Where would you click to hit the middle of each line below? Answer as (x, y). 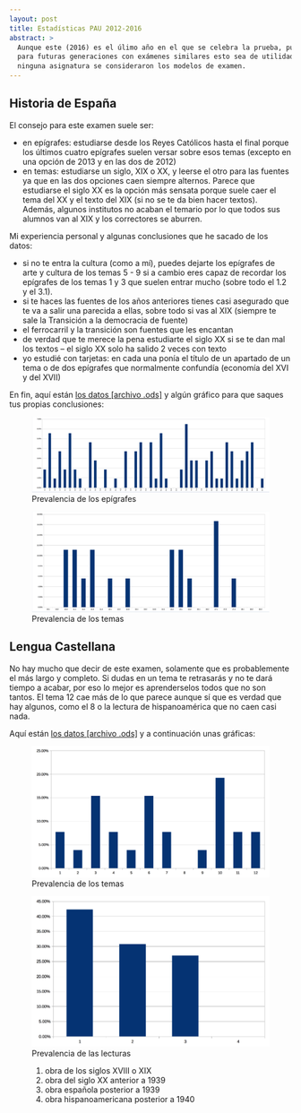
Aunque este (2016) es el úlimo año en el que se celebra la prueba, (150, 47)
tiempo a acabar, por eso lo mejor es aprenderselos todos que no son (138, 687)
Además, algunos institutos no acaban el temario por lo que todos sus (151, 209)
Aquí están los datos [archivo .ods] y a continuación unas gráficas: (132, 733)
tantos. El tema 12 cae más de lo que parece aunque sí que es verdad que (146, 697)
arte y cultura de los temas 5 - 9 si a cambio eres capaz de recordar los (154, 272)
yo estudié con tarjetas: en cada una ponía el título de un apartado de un (156, 358)
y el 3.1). (38, 291)
